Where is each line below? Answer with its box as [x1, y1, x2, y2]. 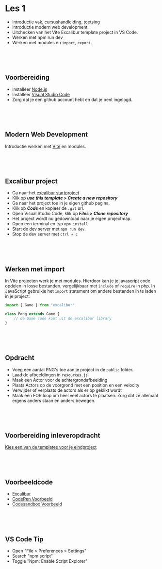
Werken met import [5, 265, 65, 273]
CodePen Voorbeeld [12, 496, 53, 502]
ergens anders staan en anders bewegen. [12, 398, 96, 403]
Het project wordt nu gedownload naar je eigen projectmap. [12, 216, 132, 221]
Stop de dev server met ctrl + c [12, 231, 78, 237]
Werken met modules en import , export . [12, 39, 92, 45]
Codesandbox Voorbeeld [12, 501, 62, 507]
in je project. [5, 293, 30, 299]
